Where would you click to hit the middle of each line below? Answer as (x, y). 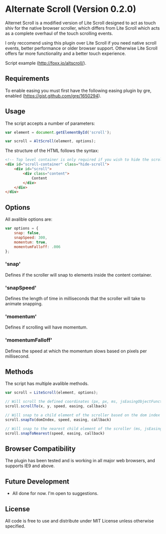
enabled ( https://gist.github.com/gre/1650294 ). (53, 96)
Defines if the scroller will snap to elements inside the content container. (79, 275)
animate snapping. (24, 303)
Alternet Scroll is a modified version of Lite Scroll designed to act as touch (81, 23)
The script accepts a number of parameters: (50, 123)
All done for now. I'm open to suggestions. (55, 493)
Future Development (37, 481)
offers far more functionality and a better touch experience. (65, 53)
